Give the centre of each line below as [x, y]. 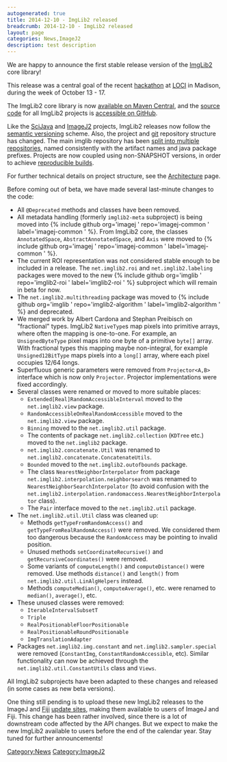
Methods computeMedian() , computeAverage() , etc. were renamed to [121, 588]
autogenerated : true [37, 13]
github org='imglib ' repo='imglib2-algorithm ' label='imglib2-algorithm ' [119, 304]
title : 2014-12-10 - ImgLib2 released [62, 20]
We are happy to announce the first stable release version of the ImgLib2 [110, 65]
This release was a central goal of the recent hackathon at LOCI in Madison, [114, 85]
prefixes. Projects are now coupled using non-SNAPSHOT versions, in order [114, 155]
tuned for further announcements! [55, 738]
